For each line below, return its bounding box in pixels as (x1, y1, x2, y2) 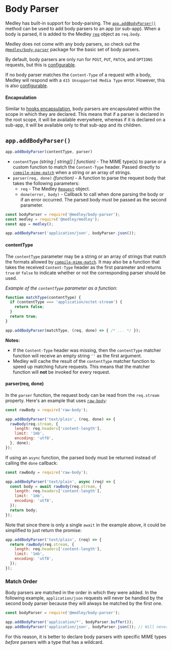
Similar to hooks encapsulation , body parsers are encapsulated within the (5, 106, 160, 112)
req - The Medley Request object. (20, 186, 91, 192)
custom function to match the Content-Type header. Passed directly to (12, 164, 160, 170)
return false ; (14, 304, 45, 310)
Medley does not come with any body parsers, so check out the (5, 40, 140, 47)
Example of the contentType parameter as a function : (5, 285, 118, 291)
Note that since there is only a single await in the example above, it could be (5, 521, 166, 528)
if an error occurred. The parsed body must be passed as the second (20, 196, 167, 202)
